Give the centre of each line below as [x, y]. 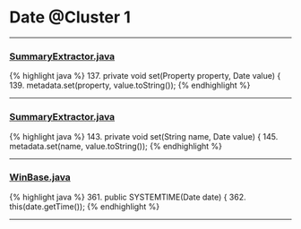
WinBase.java [40, 177]
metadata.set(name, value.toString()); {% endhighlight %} [116, 146]
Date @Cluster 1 [70, 17]
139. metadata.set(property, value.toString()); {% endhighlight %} [130, 85]
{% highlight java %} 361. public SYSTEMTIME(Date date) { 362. [128, 197]
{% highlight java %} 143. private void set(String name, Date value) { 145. [144, 136]
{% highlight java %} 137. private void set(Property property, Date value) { [145, 76]
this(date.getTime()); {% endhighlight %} [84, 206]
